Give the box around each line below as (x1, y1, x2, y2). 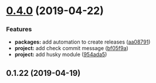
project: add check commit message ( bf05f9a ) (14, 45, 129, 52)
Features (6, 25, 32, 34)
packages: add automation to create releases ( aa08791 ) (14, 38, 151, 45)
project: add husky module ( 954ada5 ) (14, 51, 107, 58)
